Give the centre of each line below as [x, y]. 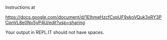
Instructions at [20, 7]
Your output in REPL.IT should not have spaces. [55, 32]
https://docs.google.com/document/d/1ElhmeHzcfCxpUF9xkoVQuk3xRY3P [83, 17]
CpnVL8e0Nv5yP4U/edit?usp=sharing [45, 23]
